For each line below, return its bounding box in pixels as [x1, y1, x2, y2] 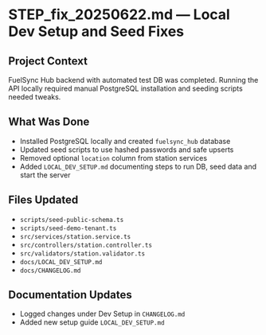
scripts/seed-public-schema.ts [19, 216, 124, 224]
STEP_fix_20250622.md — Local [8, 6, 231, 24]
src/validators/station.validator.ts [19, 249, 146, 258]
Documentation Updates [8, 288, 133, 302]
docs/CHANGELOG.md [19, 267, 81, 275]
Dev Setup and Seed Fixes [8, 22, 185, 41]
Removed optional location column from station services [19, 153, 208, 162]
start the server [19, 169, 71, 180]
